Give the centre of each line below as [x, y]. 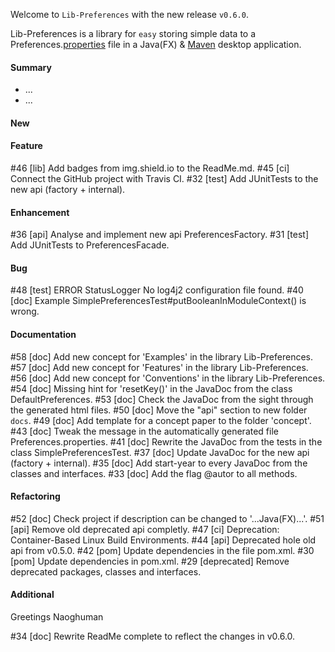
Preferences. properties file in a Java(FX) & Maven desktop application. [156, 44]
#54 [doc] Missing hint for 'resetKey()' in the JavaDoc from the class [151, 388]
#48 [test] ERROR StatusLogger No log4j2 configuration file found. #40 [157, 290]
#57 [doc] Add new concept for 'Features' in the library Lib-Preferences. [159, 367]
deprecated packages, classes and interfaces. [106, 571]
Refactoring [35, 496]
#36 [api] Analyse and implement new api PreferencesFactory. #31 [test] [160, 235]
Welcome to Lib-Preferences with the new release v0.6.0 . [129, 14]
